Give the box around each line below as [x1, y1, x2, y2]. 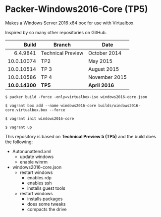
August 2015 [88, 65, 119, 72]
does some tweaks [27, 201, 66, 207]
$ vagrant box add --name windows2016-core [5, 103, 97, 108]
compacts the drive [27, 206, 67, 212]
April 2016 [88, 82, 114, 89]
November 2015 [88, 73, 127, 80]
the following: [5, 139, 33, 145]
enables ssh [27, 180, 52, 186]
